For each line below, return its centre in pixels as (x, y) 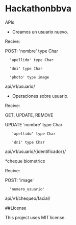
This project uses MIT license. (36, 217)
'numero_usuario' (27, 189)
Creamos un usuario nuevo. (40, 32)
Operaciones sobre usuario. (40, 96)
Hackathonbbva (38, 9)
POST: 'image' (20, 180)
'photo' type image (29, 77)
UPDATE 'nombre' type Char (34, 124)
